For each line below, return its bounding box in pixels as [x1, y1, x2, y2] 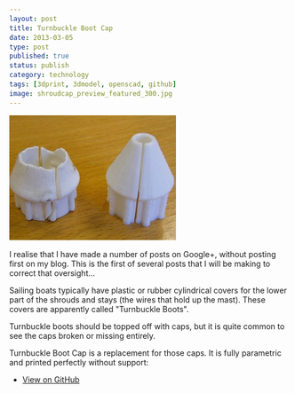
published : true [9, 51, 69, 61]
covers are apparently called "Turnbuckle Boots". [9, 303, 189, 314]
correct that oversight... [9, 267, 96, 279]
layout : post [9, 14, 58, 23]
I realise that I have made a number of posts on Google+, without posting [9, 248, 277, 259]
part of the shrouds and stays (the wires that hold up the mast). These [9, 294, 267, 305]
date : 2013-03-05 [9, 33, 74, 42]
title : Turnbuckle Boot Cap [9, 23, 114, 33]
